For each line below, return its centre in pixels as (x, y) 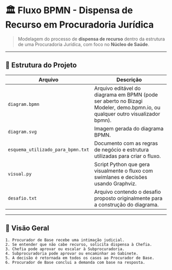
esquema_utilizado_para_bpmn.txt (49, 150)
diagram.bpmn (24, 104)
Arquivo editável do (117, 88)
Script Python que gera (122, 164)
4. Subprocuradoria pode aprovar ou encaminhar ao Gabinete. (72, 253)
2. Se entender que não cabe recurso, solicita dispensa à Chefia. (79, 244)
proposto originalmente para (128, 198)
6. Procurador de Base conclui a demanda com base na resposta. (75, 262)
